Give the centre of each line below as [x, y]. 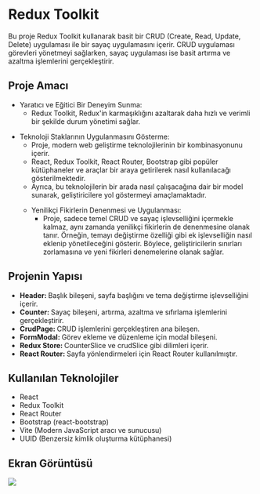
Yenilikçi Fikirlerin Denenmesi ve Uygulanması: [106, 210]
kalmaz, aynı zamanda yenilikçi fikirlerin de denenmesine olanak [146, 227]
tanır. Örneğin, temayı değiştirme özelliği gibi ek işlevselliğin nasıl [148, 235]
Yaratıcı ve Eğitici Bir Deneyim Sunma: [81, 104]
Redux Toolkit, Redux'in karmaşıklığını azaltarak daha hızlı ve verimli [141, 113]
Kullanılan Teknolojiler [63, 378]
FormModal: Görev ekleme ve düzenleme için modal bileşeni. [118, 337]
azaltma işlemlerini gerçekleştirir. [61, 61]
